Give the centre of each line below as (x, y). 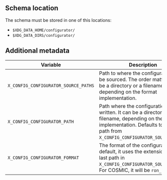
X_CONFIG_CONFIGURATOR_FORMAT (43, 158)
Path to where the (120, 73)
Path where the (117, 106)
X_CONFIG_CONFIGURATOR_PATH (41, 122)
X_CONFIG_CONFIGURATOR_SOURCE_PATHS (51, 86)
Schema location (32, 8)
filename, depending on (127, 118)
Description (143, 65)
